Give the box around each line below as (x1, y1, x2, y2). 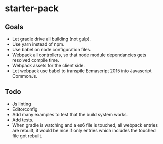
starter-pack (5, 3, 59, 14)
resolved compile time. (12, 57, 60, 63)
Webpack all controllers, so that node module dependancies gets (12, 52, 146, 58)
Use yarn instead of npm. (12, 41, 65, 47)
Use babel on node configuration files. (12, 47, 91, 52)
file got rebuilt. (12, 133, 43, 139)
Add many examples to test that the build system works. (12, 111, 128, 117)
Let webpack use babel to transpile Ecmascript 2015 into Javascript (12, 68, 152, 74)
